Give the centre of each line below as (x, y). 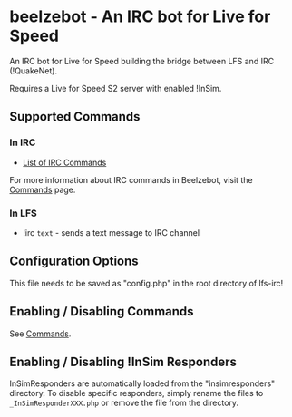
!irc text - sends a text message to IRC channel (111, 232)
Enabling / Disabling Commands (102, 311)
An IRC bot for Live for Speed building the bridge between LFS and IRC (142, 61)
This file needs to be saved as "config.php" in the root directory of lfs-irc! (146, 283)
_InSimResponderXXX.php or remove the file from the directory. (124, 403)
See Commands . (40, 334)
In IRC (23, 142)
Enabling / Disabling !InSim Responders (123, 361)
